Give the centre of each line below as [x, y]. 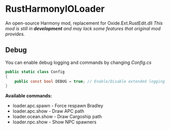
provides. [15, 34]
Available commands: [29, 96]
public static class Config [35, 72]
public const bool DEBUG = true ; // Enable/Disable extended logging [90, 81]
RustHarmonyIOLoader [55, 9]
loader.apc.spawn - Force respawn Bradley [58, 106]
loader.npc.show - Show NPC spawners [54, 122]
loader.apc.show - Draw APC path [48, 111]
